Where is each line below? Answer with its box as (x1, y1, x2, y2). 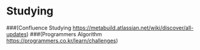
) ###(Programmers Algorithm (26, 30, 102, 37)
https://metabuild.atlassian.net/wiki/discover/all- (72, 24, 194, 31)
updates (6, 30, 27, 37)
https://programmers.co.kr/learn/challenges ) (6, 37, 119, 44)
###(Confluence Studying (6, 24, 72, 31)
